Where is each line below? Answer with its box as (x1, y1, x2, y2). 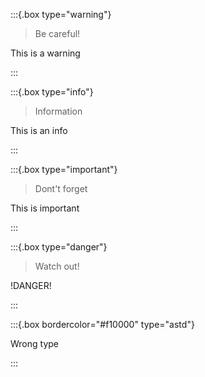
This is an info (10, 125, 68, 136)
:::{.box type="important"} (10, 164, 118, 175)
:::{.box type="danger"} (10, 241, 108, 253)
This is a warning (10, 47, 81, 59)
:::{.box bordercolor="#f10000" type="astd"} (10, 319, 195, 330)
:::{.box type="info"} (10, 86, 94, 98)
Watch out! (34, 260, 80, 272)
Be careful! (34, 28, 81, 39)
